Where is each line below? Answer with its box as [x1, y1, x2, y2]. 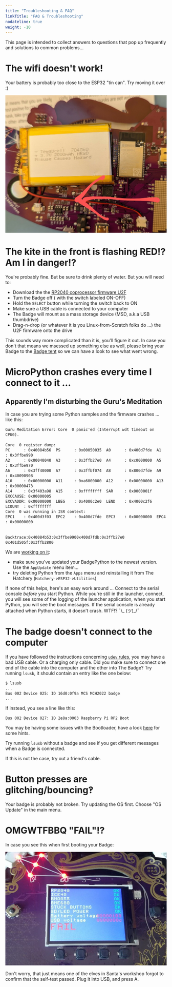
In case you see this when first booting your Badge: [5, 841, 114, 847]
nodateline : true [5, 19, 42, 24]
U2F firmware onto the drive [12, 327, 73, 333]
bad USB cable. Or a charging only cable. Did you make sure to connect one [5, 659, 166, 665]
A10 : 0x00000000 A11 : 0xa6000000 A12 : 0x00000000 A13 [5, 478, 164, 483]
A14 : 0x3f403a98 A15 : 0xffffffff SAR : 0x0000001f [5, 488, 153, 493]
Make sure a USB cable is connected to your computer [12, 305, 128, 311]
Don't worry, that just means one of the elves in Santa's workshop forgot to [5, 970, 164, 977]
